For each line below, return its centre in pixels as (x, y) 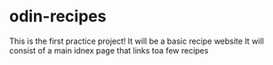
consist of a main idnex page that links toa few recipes (109, 50)
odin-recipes (58, 16)
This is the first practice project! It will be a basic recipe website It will (136, 41)
